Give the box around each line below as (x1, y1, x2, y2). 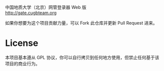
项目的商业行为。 (5, 61, 40, 67)
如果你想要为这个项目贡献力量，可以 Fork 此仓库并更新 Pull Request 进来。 (5, 20, 158, 26)
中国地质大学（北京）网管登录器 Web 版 (5, 4, 87, 10)
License (5, 37, 39, 49)
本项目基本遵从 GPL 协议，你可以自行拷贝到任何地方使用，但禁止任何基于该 (5, 54, 160, 60)
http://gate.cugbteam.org (5, 10, 57, 16)
